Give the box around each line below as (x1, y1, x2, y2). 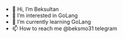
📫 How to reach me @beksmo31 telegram (11, 25, 118, 32)
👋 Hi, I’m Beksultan (11, 6, 59, 12)
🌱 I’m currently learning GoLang (11, 18, 92, 25)
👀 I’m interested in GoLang (11, 12, 78, 19)
